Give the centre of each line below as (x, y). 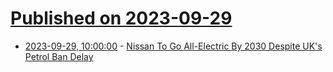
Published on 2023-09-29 (121, 18)
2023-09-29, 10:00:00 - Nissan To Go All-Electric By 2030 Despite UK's (173, 46)
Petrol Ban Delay (59, 56)
